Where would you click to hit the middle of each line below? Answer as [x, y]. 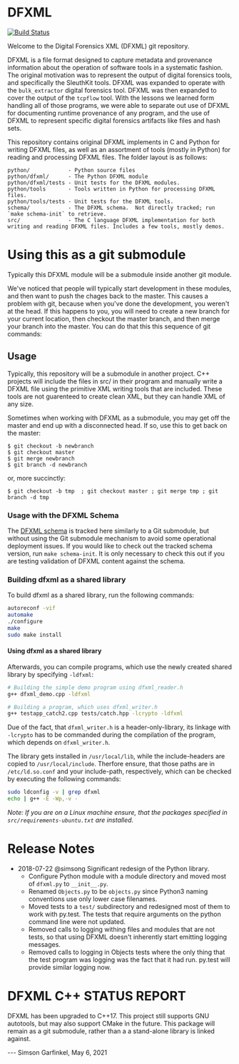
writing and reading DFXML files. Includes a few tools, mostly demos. [116, 226]
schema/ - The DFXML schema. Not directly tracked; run [111, 208]
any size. [21, 403]
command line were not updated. [77, 922]
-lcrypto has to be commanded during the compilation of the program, [112, 735]
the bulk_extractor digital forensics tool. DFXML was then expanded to [112, 90]
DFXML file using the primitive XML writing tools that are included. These [115, 388]
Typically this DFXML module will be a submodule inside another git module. [119, 274]
